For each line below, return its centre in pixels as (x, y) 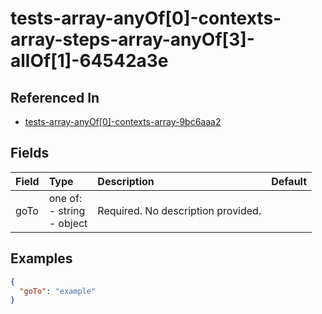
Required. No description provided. (179, 210)
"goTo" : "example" (58, 291)
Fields (30, 153)
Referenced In (55, 97)
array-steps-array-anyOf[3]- (132, 39)
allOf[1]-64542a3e (89, 61)
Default (289, 181)
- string (67, 210)
